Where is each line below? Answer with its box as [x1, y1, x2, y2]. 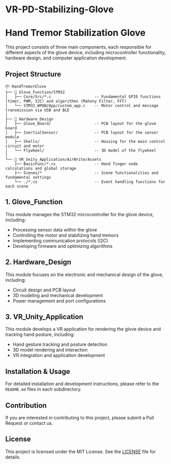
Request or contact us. [5, 420, 53, 426]
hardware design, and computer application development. [5, 55, 127, 61]
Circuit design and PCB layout [12, 287, 76, 293]
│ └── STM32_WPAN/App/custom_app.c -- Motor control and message [5, 103, 159, 108]
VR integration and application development [12, 352, 105, 358]
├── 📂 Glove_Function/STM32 [5, 90, 65, 95]
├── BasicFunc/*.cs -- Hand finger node [14, 161, 138, 166]
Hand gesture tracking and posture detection [12, 342, 108, 348]
